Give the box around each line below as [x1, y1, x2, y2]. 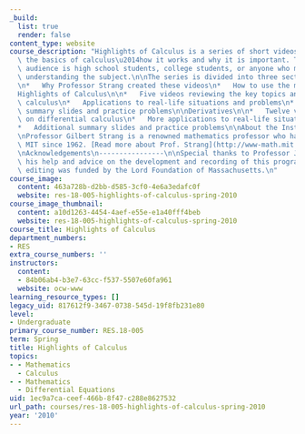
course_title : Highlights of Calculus [9, 225, 156, 234]
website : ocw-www [17, 284, 84, 293]
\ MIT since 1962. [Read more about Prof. [17, 140, 181, 149]
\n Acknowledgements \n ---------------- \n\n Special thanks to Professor [17, 148, 290, 157]
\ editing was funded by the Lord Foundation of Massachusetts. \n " [17, 166, 279, 175]
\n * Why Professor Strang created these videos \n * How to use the [17, 81, 290, 90]
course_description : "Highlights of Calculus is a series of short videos [9, 47, 299, 56]
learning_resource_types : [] [9, 292, 120, 301]
